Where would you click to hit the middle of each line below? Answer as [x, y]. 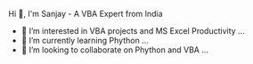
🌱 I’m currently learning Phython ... [85, 40]
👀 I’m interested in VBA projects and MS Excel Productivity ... [133, 31]
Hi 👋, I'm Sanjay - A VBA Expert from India [86, 14]
